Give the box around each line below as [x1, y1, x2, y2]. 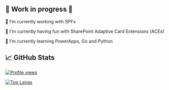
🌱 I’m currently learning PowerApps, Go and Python [5, 38, 113, 44]
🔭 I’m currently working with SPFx [5, 18, 76, 24]
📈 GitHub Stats [5, 54, 55, 62]
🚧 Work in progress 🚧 [5, 5, 73, 14]
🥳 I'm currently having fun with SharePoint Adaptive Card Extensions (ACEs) [5, 28, 164, 34]
